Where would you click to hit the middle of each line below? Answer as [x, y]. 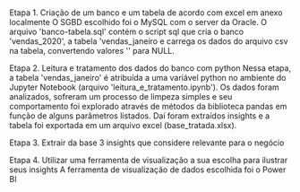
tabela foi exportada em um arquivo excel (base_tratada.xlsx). [123, 126]
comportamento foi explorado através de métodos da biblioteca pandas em [148, 107]
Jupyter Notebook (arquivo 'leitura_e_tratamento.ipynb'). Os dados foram [144, 87]
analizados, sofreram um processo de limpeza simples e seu [121, 97]
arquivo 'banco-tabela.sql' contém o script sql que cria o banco [127, 32]
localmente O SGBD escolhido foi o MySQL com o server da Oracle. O [138, 22]
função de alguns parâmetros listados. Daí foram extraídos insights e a [140, 116]
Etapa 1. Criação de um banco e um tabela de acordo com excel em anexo [146, 13]
